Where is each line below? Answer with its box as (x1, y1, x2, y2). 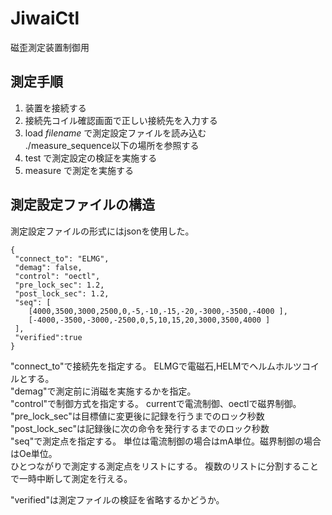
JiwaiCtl (10, 7, 80, 30)
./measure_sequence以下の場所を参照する (24, 139, 200, 151)
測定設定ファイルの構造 (10, 197, 155, 214)
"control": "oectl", (14, 271, 101, 281)
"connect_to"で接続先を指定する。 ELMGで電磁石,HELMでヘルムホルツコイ (10, 360, 320, 372)
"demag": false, (14, 262, 83, 272)
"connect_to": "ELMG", (14, 253, 110, 264)
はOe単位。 (10, 447, 58, 459)
